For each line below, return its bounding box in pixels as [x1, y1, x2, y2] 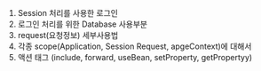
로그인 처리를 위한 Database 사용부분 [17, 19, 148, 29]
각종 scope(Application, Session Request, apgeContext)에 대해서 [17, 41, 252, 51]
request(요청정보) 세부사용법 [17, 30, 119, 40]
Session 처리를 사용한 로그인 [17, 8, 118, 18]
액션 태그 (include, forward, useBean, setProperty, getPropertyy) [17, 52, 253, 62]
